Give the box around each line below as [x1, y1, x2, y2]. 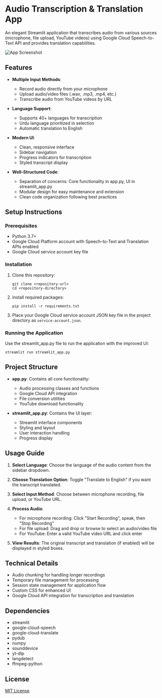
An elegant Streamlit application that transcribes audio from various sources [5, 30, 157, 35]
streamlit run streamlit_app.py [5, 350, 70, 355]
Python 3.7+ [12, 233, 37, 239]
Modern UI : [12, 134, 35, 140]
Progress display [19, 435, 53, 441]
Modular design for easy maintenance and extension [19, 188, 124, 195]
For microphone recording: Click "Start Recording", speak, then [19, 515, 146, 521]
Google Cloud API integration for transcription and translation [12, 593, 134, 598]
